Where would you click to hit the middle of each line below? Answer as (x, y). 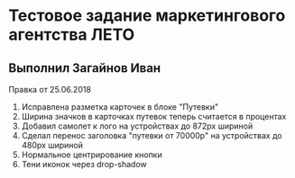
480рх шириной (52, 145)
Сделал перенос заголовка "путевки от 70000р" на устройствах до (152, 135)
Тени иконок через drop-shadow (84, 164)
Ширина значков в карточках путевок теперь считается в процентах (154, 116)
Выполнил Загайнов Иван (85, 68)
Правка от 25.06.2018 (50, 89)
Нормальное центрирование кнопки (92, 155)
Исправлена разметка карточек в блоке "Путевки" (120, 107)
